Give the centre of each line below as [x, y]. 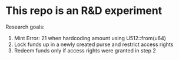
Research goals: [25, 27]
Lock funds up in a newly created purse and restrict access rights [94, 44]
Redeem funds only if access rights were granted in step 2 [85, 50]
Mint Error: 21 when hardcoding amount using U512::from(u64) [90, 38]
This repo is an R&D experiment [84, 11]
